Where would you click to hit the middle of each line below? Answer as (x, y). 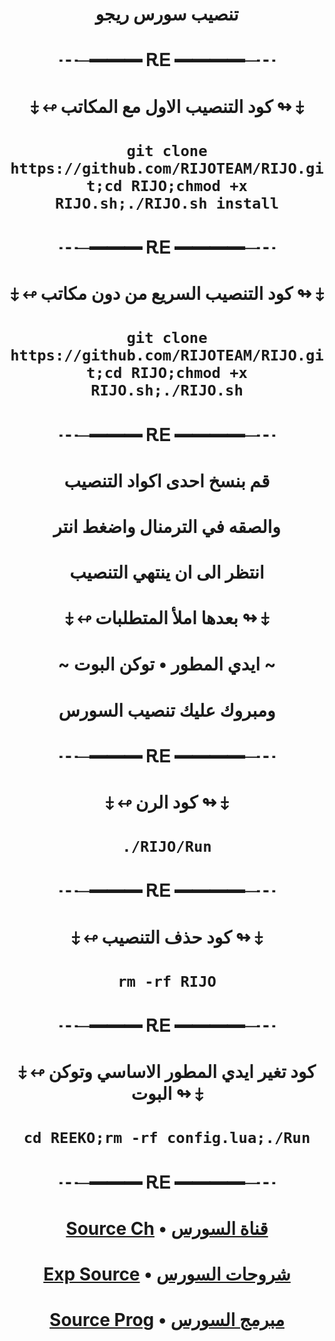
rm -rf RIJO (167, 981)
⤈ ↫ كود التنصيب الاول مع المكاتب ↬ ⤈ (167, 106)
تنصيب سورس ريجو (167, 14)
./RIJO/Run (167, 847)
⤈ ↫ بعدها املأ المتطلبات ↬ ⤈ (167, 618)
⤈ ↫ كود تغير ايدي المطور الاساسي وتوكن (167, 1072)
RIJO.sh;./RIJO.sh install (167, 203)
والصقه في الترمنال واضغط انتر (167, 526)
